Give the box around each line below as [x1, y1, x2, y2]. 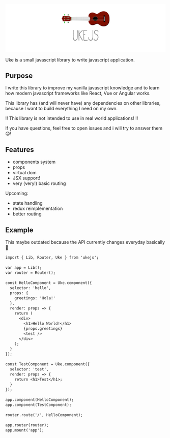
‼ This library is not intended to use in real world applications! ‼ [5, 115, 138, 121]
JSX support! [12, 175, 41, 181]
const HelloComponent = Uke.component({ [5, 280, 93, 286]
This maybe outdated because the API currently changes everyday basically [5, 239, 165, 245]
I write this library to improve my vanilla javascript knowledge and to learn [5, 85, 160, 91]
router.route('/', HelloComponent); [5, 413, 83, 418]
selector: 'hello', [10, 286, 51, 291]
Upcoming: [5, 190, 29, 197]
